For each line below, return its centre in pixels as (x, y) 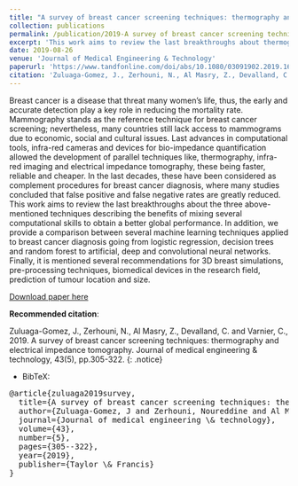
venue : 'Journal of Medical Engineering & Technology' (113, 59)
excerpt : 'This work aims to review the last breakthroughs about (134, 42)
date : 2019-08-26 (41, 51)
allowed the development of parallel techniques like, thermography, (132, 157)
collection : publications (57, 26)
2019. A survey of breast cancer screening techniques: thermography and (144, 340)
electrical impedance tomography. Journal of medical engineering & (133, 349)
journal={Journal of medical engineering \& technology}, (147, 419)
